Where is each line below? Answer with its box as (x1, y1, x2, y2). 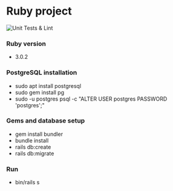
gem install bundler (15, 130, 64, 138)
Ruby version (6, 39, 47, 48)
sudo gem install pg (15, 89, 65, 96)
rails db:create (15, 143, 51, 150)
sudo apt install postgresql (15, 82, 82, 89)
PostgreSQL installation (6, 69, 77, 77)
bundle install (15, 136, 49, 144)
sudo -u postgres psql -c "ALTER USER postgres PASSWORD (15, 95, 168, 102)
